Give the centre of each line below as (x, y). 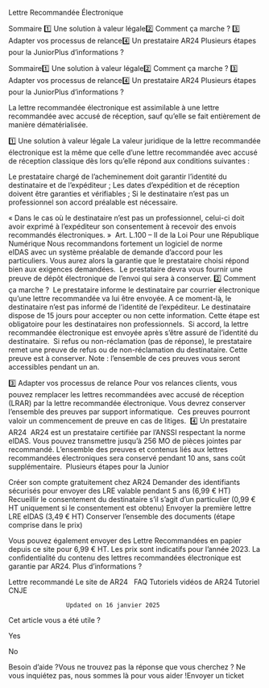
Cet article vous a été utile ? (54, 620)
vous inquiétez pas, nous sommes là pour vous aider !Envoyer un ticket (126, 676)
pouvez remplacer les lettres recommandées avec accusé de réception (126, 394)
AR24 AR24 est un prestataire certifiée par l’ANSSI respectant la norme (127, 432)
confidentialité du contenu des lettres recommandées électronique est (125, 557)
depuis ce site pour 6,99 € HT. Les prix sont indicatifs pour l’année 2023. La (134, 549)
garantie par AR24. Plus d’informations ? (75, 566)
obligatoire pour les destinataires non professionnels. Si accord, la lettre (128, 324)
